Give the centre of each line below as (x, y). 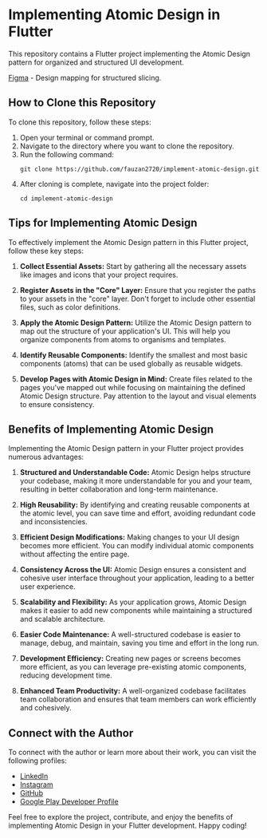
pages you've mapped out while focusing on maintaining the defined (132, 387)
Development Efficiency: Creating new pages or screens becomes (130, 658)
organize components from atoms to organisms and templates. (123, 339)
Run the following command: (67, 154)
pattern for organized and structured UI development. (96, 62)
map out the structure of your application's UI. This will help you (125, 331)
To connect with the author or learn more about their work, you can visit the (132, 753)
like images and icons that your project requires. (99, 275)
